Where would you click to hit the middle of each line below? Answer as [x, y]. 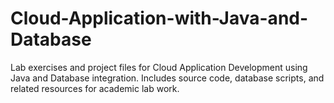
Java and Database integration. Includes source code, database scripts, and [167, 78]
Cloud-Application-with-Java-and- [159, 18]
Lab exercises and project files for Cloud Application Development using [159, 67]
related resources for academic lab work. [95, 88]
